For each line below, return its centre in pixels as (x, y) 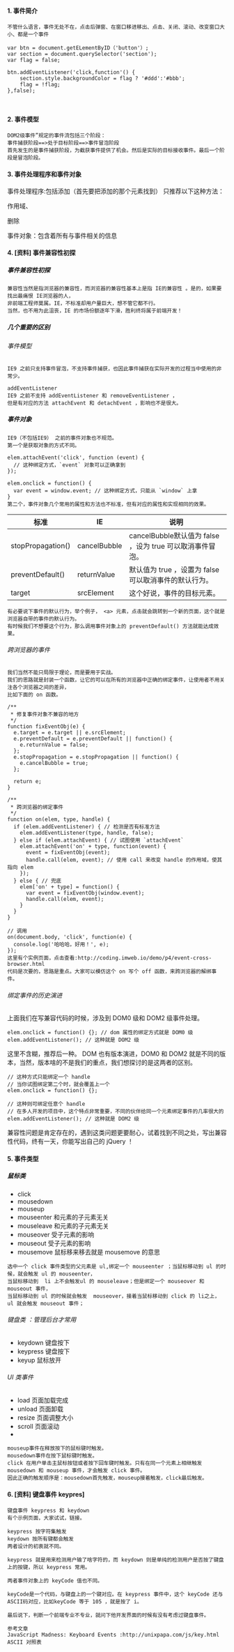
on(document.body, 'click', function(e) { (70, 937)
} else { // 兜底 (38, 881)
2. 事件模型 (23, 119)
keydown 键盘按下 (44, 1342)
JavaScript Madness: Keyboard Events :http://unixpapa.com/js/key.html (113, 1635)
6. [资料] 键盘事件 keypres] (46, 1494)
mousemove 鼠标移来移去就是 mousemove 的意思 (88, 1252)
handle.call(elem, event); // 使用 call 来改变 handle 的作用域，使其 (124, 860)
